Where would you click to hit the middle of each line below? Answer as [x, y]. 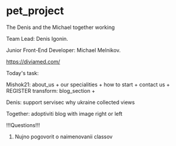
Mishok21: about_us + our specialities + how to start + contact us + [88, 85]
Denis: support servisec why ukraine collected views [71, 102]
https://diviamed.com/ [33, 61]
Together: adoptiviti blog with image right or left [64, 113]
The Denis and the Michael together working [60, 27]
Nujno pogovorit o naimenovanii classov [63, 137]
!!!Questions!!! [23, 125]
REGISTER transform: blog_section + [51, 90]
